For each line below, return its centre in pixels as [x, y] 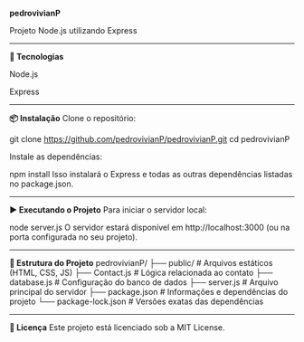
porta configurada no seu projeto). [74, 237]
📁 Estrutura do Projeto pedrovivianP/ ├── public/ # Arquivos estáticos [141, 263]
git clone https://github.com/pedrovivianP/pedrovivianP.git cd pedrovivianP [150, 139]
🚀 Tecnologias [37, 57]
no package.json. [42, 184]
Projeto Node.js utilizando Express [73, 30]
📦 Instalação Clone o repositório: [73, 118]
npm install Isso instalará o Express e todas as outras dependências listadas [151, 174]
